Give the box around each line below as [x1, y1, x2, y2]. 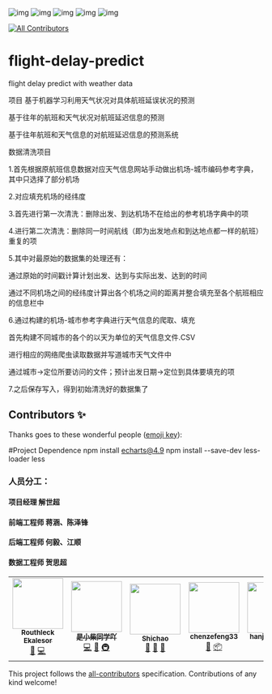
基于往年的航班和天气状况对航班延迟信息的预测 [8, 112, 164, 122]
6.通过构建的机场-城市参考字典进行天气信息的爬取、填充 [8, 315, 196, 324]
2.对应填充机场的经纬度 [8, 191, 87, 201]
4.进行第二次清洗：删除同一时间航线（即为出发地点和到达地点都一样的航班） [8, 225, 263, 235]
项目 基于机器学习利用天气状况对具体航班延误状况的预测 [8, 95, 195, 105]
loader [8, 454, 30, 464]
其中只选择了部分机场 [8, 174, 79, 184]
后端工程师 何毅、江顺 [8, 538, 82, 547]
